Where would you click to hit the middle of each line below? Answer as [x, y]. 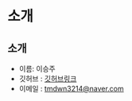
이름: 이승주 [37, 69]
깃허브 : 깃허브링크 [48, 79]
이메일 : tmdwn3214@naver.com [71, 89]
